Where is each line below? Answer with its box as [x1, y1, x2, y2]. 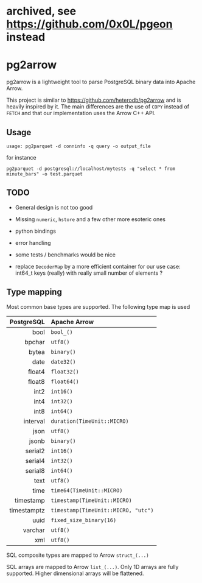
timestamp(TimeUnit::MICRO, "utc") [50, 507, 154, 514]
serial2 [25, 447, 46, 455]
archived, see [6, 4, 77, 18]
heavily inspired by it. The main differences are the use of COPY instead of [6, 103, 190, 110]
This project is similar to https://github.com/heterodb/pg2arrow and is [6, 96, 181, 104]
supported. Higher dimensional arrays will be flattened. [6, 570, 144, 577]
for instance [6, 154, 37, 161]
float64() [50, 378, 79, 385]
